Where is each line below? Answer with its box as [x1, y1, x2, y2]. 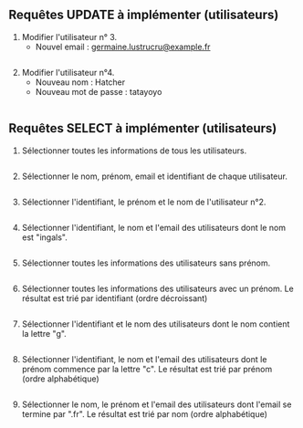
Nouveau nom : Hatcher [35, 77, 126, 88]
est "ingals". [21, 232, 68, 243]
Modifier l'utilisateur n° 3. [21, 31, 118, 42]
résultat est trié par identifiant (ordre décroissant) [21, 292, 208, 304]
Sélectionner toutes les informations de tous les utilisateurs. [21, 145, 247, 156]
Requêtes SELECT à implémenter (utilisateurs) [8, 120, 277, 136]
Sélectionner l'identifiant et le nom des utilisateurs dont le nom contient [21, 318, 290, 329]
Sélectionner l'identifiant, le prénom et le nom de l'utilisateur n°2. [21, 196, 266, 207]
